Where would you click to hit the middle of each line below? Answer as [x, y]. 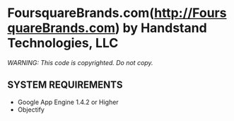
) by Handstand [161, 28]
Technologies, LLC [63, 43]
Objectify [31, 109]
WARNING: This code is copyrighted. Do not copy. [80, 62]
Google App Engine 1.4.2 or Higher [68, 102]
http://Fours [191, 13]
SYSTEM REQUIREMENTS [65, 85]
